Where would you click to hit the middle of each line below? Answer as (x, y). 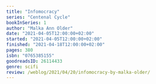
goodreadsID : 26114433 (34, 61)
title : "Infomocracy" (33, 12)
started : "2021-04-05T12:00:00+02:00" (54, 39)
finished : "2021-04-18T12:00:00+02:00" (56, 45)
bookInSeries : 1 (26, 22)
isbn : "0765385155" (30, 56)
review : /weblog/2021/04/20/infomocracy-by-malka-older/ (78, 72)
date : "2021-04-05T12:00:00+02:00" (50, 34)
